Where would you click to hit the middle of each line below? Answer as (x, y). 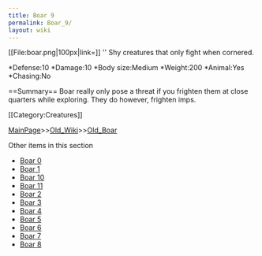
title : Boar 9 (32, 15)
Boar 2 (30, 195)
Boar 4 (30, 211)
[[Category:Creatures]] (45, 115)
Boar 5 (30, 219)
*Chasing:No (30, 76)
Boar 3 (30, 202)
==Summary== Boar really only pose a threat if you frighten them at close (128, 91)
